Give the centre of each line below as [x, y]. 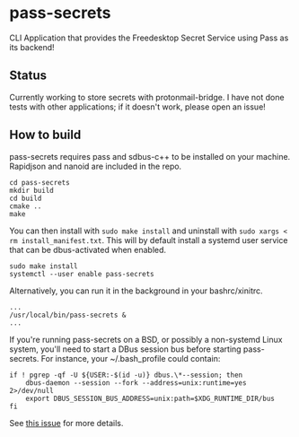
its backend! [32, 47]
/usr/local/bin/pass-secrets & [68, 315]
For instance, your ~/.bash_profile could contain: [131, 358]
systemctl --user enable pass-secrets [82, 274]
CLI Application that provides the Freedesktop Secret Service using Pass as [149, 38]
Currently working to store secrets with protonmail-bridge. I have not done [147, 97]
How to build [45, 135]
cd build [26, 198]
